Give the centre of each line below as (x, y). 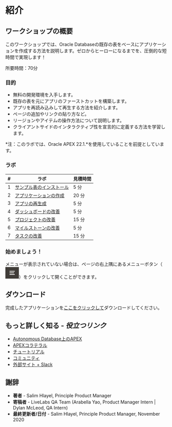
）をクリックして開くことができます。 (59, 277)
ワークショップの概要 (39, 31)
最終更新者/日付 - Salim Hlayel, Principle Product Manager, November (86, 414)
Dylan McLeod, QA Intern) (40, 408)
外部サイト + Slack (33, 364)
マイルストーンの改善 (37, 228)
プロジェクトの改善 (35, 220)
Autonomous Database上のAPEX (47, 339)
